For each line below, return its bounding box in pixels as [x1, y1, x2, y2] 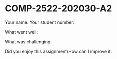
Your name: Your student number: [5, 19, 75, 25]
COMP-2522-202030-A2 [5, 3, 112, 14]
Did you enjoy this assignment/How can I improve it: [5, 48, 112, 54]
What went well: [5, 29, 38, 35]
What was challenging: [5, 38, 52, 45]
